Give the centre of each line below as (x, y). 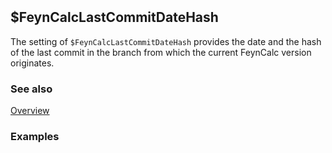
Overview (30, 110)
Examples (35, 136)
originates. (32, 63)
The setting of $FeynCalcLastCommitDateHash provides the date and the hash (166, 41)
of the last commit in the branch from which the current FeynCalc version (161, 52)
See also (31, 89)
